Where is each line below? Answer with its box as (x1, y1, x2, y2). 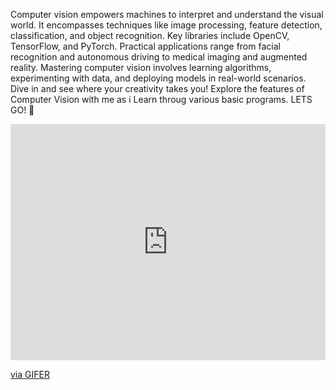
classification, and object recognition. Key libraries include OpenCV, (10, 30, 290, 41)
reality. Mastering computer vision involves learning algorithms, (10, 62, 272, 73)
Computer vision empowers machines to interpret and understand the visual (10, 9, 324, 20)
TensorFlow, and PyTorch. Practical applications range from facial (10, 40, 281, 52)
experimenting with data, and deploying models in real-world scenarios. (10, 72, 307, 84)
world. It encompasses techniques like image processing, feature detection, (10, 19, 323, 31)
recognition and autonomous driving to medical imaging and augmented (10, 51, 308, 63)
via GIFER (10, 369, 50, 380)
